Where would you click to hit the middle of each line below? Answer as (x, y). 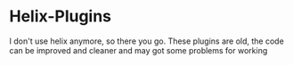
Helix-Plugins (61, 16)
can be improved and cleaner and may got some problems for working (138, 50)
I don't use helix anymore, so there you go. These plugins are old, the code (147, 41)
